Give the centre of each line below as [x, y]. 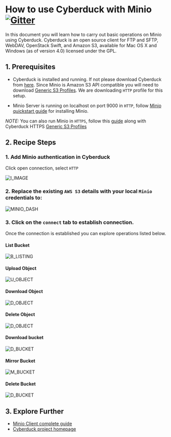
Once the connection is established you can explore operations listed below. [86, 234]
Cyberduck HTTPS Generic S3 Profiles [46, 126]
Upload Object [21, 268]
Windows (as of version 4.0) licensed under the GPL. [61, 51]
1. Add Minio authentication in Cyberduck [58, 157]
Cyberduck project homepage [44, 429]
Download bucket [24, 338]
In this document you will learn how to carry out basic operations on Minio [83, 34]
